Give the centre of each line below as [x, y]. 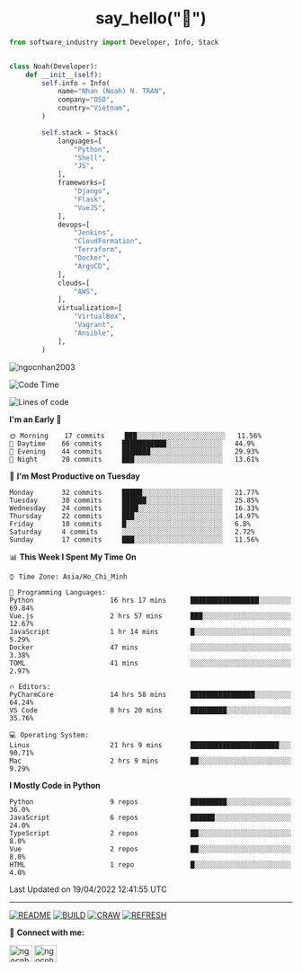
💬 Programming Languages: [58, 592]
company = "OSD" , [86, 100]
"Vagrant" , [94, 325]
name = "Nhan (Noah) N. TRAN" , [112, 92]
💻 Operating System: [49, 735]
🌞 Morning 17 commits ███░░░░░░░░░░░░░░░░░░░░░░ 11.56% [136, 436]
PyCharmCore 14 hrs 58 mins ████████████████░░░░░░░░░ [151, 694]
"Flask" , [89, 199]
